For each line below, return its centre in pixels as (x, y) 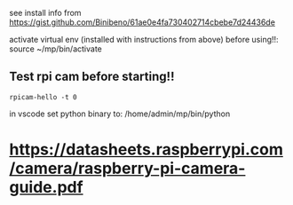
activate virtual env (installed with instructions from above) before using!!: (144, 39)
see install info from (45, 13)
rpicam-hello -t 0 (43, 97)
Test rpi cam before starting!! (92, 77)
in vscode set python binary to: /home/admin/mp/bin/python (120, 114)
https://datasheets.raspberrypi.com (146, 149)
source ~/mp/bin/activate (55, 49)
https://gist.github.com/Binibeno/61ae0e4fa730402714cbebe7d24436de (142, 22)
